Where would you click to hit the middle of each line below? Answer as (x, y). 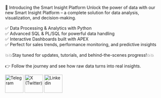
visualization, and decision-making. (41, 18)
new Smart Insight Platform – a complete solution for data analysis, (72, 13)
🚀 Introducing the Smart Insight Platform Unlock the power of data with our (80, 8)
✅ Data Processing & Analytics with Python (48, 28)
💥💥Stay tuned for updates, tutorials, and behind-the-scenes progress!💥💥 (80, 55)
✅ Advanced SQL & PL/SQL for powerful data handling (60, 33)
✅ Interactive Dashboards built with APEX (47, 39)
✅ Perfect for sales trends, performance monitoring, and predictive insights (81, 44)
